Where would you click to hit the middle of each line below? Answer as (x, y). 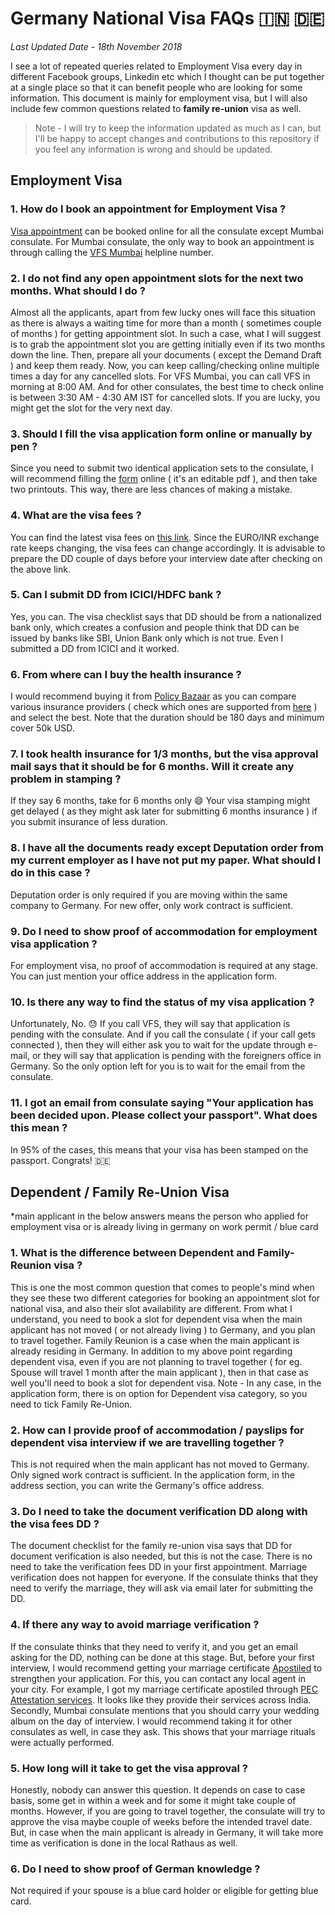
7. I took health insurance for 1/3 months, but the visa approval (164, 754)
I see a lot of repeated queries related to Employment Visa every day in (156, 66)
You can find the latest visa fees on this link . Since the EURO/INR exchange (165, 537)
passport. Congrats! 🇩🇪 (60, 1160)
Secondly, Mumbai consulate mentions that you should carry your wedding (165, 1710)
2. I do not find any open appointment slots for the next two (157, 278)
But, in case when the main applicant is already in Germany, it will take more (167, 1832)
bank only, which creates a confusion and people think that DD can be (155, 627)
